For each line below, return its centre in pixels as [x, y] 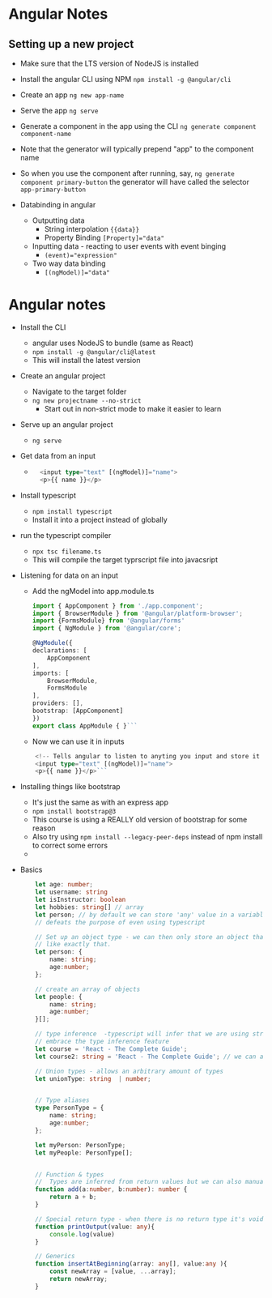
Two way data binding [69, 263]
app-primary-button [53, 190]
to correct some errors [70, 845]
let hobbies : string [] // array [89, 907]
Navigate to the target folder [79, 391]
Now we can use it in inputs [78, 741]
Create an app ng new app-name [72, 95]
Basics [31, 870]
